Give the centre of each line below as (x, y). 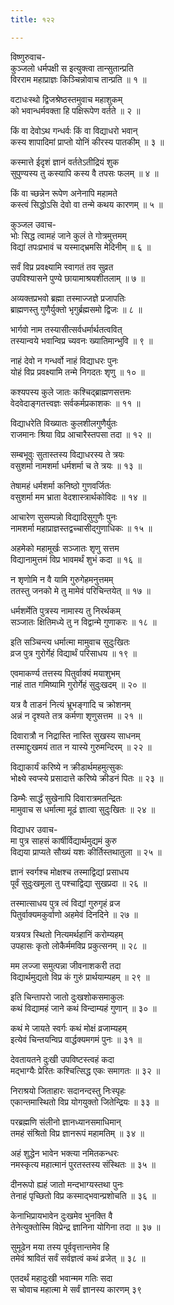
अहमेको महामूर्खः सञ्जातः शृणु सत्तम (65, 548)
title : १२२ (32, 19)
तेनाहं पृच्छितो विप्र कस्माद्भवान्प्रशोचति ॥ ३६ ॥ (83, 1195)
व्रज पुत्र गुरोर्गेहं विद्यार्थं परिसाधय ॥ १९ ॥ (74, 653)
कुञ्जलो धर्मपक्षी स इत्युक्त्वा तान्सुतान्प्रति (72, 68)
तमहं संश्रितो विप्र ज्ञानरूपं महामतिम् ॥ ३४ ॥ (77, 1133)
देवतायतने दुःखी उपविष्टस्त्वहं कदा (62, 1059)
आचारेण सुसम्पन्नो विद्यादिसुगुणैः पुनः (64, 517)
